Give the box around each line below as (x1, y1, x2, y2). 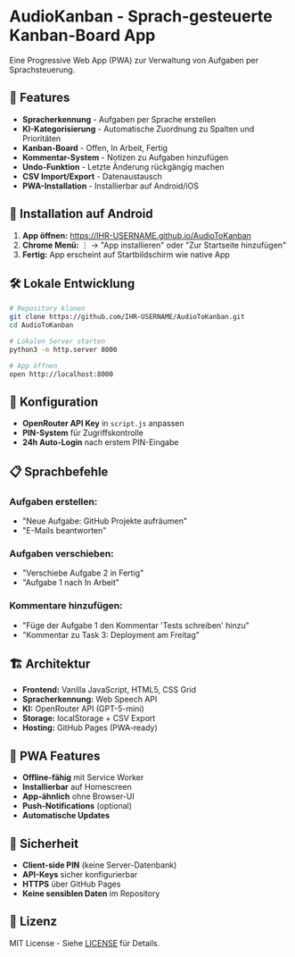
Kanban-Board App (9, 25, 156, 46)
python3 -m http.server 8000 (9, 345, 118, 354)
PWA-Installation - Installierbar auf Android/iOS (21, 180, 199, 191)
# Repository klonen (9, 304, 86, 314)
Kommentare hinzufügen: (9, 600, 123, 612)
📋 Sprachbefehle (9, 464, 109, 479)
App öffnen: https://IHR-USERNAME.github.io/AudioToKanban (21, 230, 252, 240)
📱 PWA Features (9, 748, 101, 763)
